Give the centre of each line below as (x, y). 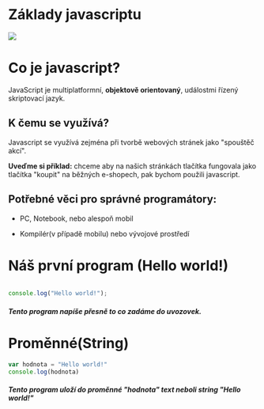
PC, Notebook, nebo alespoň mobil (76, 218)
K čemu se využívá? (58, 123)
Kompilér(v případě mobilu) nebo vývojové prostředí (104, 233)
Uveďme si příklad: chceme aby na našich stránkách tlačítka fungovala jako (132, 166)
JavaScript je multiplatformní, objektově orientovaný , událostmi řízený (123, 89)
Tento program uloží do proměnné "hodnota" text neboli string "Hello (124, 390)
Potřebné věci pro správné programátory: (113, 199)
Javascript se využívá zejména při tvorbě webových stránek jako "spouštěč (131, 142)
